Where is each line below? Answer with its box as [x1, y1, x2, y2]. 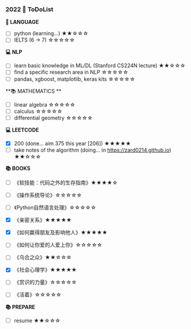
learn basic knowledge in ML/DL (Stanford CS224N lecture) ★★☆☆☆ [13, 62, 186, 69]
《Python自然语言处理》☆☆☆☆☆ [13, 204, 96, 211]
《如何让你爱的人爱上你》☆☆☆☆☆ [13, 241, 103, 248]
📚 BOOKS [5, 164, 30, 172]
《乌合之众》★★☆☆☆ [13, 254, 72, 261]
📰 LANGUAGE [5, 19, 39, 26]
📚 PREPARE [5, 303, 36, 310]
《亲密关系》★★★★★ [13, 217, 72, 224]
